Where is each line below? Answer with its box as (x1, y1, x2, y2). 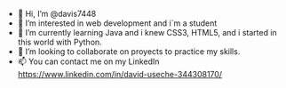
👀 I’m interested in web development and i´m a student (17, 18, 218, 28)
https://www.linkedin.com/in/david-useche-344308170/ (17, 69, 223, 79)
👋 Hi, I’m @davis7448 (17, 9, 97, 19)
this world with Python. (17, 36, 102, 47)
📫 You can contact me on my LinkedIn (17, 56, 160, 67)
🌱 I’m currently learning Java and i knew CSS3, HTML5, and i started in (17, 28, 277, 37)
